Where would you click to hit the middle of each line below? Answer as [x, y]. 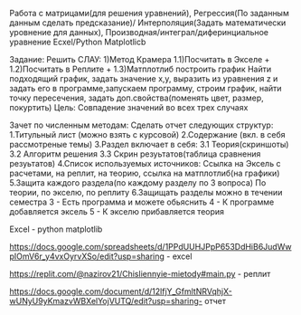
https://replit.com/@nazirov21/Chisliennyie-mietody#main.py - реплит [140, 274]
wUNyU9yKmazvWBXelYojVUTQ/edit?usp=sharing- [106, 301]
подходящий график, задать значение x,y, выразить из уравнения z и [144, 79]
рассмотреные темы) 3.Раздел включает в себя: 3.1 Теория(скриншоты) [149, 144]
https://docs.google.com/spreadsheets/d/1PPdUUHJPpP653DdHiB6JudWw [150, 247]
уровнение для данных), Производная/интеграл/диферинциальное [139, 32]
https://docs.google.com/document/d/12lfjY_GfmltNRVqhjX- [121, 291]
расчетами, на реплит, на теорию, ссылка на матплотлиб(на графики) [145, 173]
